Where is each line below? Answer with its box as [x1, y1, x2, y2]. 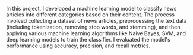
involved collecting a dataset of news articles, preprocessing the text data [6, 18, 187, 24]
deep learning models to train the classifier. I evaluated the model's [6, 36, 170, 43]
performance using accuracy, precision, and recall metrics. [6, 42, 150, 49]
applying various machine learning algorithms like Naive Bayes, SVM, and [6, 30, 186, 37]
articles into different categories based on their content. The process [6, 11, 175, 18]
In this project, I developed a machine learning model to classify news [6, 5, 177, 12]
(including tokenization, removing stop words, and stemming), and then [6, 23, 181, 30]
